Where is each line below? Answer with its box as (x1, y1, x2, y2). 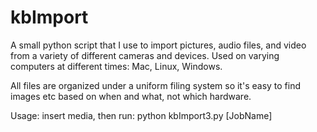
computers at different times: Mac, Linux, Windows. (10, 60, 223, 72)
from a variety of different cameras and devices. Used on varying (10, 49, 280, 61)
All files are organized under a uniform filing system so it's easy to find (10, 79, 302, 91)
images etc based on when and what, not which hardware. (10, 90, 252, 102)
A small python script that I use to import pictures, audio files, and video (10, 39, 307, 51)
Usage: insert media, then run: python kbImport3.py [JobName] (10, 109, 273, 121)
